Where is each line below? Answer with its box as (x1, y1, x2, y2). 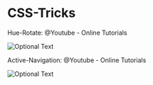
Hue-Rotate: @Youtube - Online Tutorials (7, 28, 127, 37)
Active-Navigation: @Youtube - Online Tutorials (7, 55, 147, 64)
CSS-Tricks (7, 5, 76, 21)
